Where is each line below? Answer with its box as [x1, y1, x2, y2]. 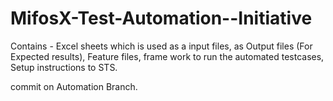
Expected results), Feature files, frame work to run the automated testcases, [10, 50, 325, 62]
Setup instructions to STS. [10, 61, 118, 73]
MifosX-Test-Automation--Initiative [10, 7, 313, 30]
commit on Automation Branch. [10, 80, 138, 92]
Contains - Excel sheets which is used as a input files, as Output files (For [10, 40, 313, 52]
